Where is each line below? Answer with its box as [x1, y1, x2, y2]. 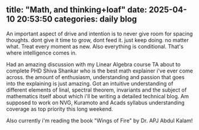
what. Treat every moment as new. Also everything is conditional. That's [6, 43, 184, 50]
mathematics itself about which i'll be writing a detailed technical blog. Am [6, 92, 189, 99]
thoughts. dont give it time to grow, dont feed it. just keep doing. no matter [6, 36, 189, 44]
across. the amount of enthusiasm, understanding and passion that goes [6, 73, 185, 80]
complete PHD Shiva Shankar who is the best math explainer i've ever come [6, 67, 193, 74]
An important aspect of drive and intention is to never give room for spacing [6, 30, 193, 37]
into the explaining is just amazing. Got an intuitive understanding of [6, 80, 173, 87]
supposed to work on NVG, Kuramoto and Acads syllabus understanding [6, 99, 185, 106]
